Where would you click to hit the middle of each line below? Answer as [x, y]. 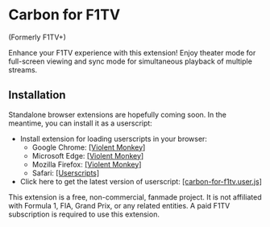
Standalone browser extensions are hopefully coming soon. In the [118, 114]
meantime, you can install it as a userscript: [81, 123]
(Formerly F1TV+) [37, 37]
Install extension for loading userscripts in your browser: [114, 138]
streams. [23, 69]
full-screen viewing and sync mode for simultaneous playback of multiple [130, 61]
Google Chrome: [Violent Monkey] [89, 147]
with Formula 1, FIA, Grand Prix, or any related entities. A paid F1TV [119, 205]
